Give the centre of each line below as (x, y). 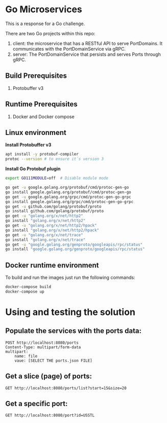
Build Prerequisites (36, 76)
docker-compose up (25, 292)
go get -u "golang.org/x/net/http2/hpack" (51, 226)
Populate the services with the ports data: (74, 331)
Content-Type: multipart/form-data (43, 347)
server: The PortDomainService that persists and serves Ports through (87, 54)
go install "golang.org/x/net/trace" (45, 240)
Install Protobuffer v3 (28, 145)
